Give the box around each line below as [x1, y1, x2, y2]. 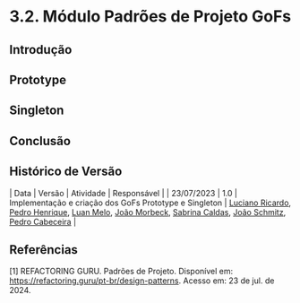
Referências [9, 242, 79, 257]
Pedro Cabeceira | [9, 216, 77, 227]
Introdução [9, 42, 73, 57]
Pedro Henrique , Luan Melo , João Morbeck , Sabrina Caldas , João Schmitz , [9, 206, 287, 217]
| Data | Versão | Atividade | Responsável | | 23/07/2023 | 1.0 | [9, 187, 238, 198]
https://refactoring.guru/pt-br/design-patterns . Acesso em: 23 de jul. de [9, 275, 275, 286]
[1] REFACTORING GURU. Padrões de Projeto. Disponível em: [9, 266, 234, 277]
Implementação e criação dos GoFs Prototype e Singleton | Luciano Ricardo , [9, 197, 292, 208]
